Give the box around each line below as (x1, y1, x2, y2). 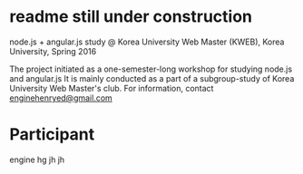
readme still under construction (9, 6, 252, 27)
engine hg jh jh (9, 154, 65, 165)
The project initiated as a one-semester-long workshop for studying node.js (9, 63, 293, 74)
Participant (9, 124, 95, 145)
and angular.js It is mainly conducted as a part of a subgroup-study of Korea (9, 72, 295, 83)
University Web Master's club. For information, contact (9, 82, 214, 93)
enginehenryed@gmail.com (9, 92, 113, 103)
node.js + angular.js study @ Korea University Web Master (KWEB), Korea (9, 36, 285, 47)
